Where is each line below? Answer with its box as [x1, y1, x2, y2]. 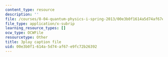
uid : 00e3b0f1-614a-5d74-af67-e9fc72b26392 [5, 44, 97, 49]
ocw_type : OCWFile [5, 30, 43, 35]
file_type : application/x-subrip [5, 21, 75, 26]
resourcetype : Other [5, 35, 48, 40]
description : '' [5, 12, 39, 17]
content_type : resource [5, 7, 55, 12]
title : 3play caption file [5, 40, 61, 45]
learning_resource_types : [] [5, 26, 66, 31]
